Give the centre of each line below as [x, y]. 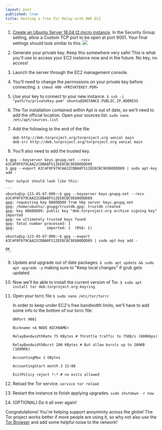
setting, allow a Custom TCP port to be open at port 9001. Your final [80, 37]
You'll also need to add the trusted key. [51, 151]
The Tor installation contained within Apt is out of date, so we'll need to [83, 110]
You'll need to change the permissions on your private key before [78, 82]
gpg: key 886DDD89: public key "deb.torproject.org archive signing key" [81, 211]
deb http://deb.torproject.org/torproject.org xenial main [73, 138]
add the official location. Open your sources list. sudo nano [71, 115]
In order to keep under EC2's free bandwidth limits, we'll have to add [81, 305]
